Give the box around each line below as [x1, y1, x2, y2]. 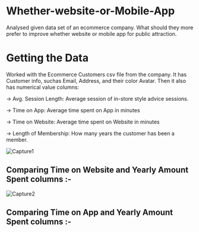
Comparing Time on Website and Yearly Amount [6, 165, 189, 175]
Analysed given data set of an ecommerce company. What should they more [6, 24, 194, 31]
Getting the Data [6, 51, 89, 65]
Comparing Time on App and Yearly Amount [6, 208, 173, 218]
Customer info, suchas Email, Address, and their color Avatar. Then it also [6, 77, 186, 84]
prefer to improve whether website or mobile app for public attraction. [6, 30, 177, 37]
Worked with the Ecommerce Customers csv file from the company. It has [6, 70, 187, 78]
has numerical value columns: [6, 83, 80, 91]
